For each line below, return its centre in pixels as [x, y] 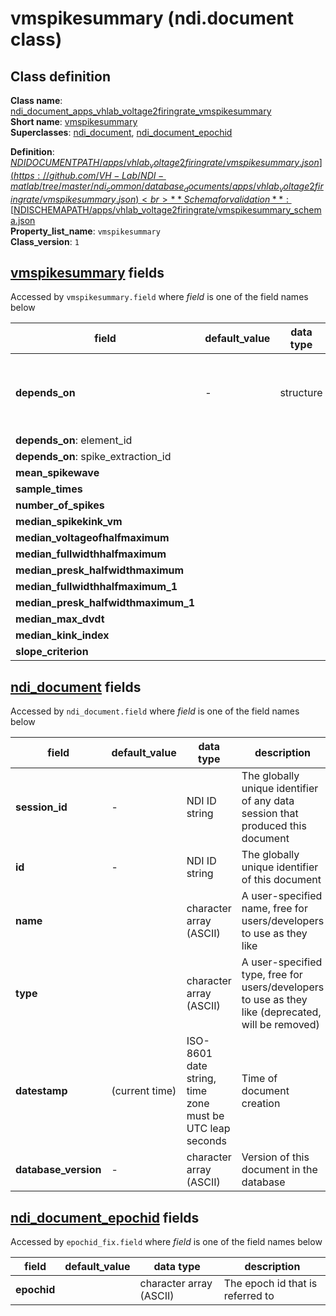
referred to [249, 1296]
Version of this [275, 1157]
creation [261, 1104]
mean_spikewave [57, 473]
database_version [58, 1170]
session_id [41, 807]
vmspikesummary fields [87, 272]
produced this [274, 826]
